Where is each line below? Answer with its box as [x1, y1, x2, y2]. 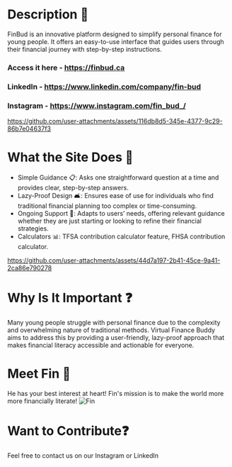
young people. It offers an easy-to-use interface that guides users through [7, 37, 224, 45]
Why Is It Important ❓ [7, 290, 133, 306]
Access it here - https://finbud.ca [7, 62, 125, 72]
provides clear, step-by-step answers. [17, 184, 129, 192]
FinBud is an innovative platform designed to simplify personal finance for [7, 30, 222, 38]
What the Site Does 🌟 [7, 149, 134, 165]
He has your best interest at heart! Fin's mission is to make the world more [7, 389, 224, 397]
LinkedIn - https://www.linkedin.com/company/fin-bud [7, 82, 202, 92]
